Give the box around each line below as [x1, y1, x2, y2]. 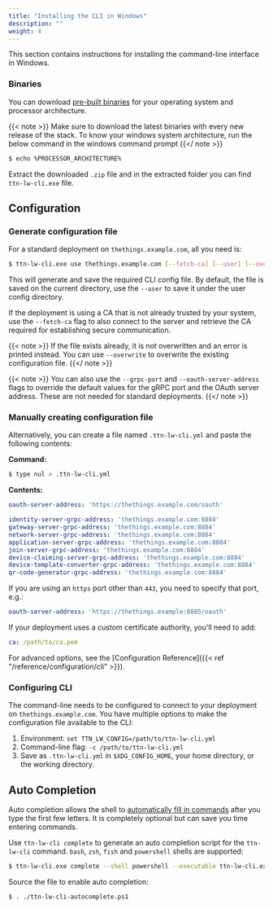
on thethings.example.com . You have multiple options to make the [8, 709, 227, 719]
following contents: [8, 439, 73, 449]
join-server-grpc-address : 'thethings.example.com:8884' [8, 546, 206, 554]
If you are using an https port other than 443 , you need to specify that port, [8, 583, 259, 593]
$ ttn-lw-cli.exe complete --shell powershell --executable [8, 863, 217, 871]
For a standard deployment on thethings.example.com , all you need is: [8, 244, 242, 254]
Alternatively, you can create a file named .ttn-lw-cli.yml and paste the [8, 430, 252, 440]
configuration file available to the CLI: [8, 718, 134, 727]
